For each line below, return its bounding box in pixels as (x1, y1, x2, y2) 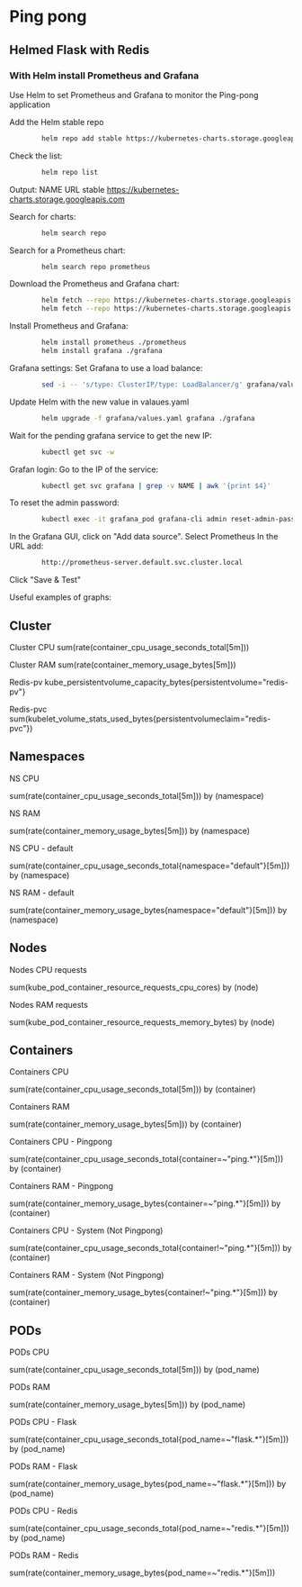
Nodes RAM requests (9, 999, 88, 1010)
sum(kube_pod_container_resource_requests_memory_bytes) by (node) (9, 1016, 276, 1028)
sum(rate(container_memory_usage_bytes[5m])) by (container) (9, 1119, 243, 1129)
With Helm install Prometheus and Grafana (9, 69, 200, 82)
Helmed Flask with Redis (9, 42, 150, 58)
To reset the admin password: (9, 497, 120, 508)
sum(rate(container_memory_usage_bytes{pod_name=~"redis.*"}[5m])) (9, 1567, 276, 1578)
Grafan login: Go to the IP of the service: (9, 464, 159, 475)
